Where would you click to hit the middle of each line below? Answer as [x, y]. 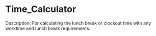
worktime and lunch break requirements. [48, 28]
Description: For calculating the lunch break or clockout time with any [78, 23]
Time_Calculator [41, 9]
